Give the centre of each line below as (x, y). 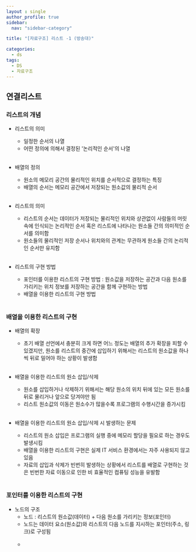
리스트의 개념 (24, 114)
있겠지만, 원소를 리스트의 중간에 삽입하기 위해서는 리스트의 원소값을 (100, 351)
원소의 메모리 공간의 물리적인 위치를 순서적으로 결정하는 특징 (92, 180)
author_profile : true (33, 17)
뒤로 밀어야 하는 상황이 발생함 (64, 358)
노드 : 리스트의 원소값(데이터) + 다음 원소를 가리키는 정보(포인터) (97, 517)
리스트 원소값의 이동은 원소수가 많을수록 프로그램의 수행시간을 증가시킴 (104, 404)
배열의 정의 (27, 167)
